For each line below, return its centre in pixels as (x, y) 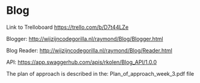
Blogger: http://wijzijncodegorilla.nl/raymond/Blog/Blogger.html (85, 38)
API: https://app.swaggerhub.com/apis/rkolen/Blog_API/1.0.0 (82, 62)
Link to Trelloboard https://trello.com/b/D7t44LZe (67, 27)
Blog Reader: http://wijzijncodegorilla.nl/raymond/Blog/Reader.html (89, 50)
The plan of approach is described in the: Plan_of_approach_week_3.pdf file (100, 73)
